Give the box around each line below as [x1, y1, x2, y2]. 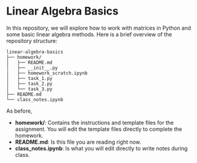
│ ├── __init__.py [6, 65, 59, 71]
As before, [6, 107, 33, 115]
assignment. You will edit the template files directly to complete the [15, 125, 182, 133]
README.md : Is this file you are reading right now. [15, 138, 141, 145]
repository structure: [6, 37, 57, 44]
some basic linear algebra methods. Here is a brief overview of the [6, 30, 172, 38]
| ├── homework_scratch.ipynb [6, 70, 88, 76]
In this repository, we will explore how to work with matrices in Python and [6, 24, 192, 32]
